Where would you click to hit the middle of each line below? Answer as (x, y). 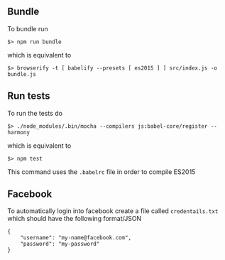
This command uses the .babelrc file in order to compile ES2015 (101, 172)
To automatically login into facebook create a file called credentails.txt (113, 211)
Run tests (29, 96)
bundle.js (22, 74)
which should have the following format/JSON (75, 219)
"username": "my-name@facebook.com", (76, 238)
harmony (19, 132)
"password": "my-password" (60, 244)
